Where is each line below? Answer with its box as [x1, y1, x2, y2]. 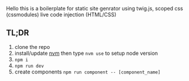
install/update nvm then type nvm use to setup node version [14, 50, 158, 57]
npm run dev [14, 63, 44, 69]
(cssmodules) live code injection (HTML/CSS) [6, 11, 117, 18]
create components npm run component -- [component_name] [14, 68, 161, 75]
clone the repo [14, 43, 50, 50]
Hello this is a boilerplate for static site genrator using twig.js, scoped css [6, 5, 183, 12]
